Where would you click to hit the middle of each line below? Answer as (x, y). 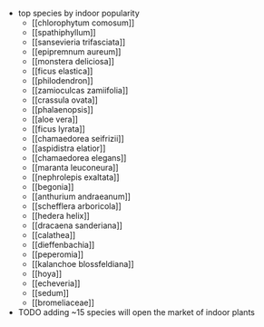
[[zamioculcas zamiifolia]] (80, 90)
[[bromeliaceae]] (63, 302)
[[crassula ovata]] (64, 100)
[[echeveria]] (56, 283)
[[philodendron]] (62, 80)
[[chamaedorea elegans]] (79, 158)
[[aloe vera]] (55, 119)
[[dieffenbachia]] (63, 245)
